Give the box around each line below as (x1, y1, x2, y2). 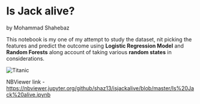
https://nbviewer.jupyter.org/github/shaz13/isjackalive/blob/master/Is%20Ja (6, 84, 194, 91)
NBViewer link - (6, 78, 45, 85)
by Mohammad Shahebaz (6, 24, 70, 31)
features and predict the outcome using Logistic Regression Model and (6, 42, 184, 49)
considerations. (6, 55, 45, 62)
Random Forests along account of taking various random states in (6, 48, 172, 55)
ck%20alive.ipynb (6, 91, 51, 98)
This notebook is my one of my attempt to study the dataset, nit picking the (6, 35, 192, 43)
